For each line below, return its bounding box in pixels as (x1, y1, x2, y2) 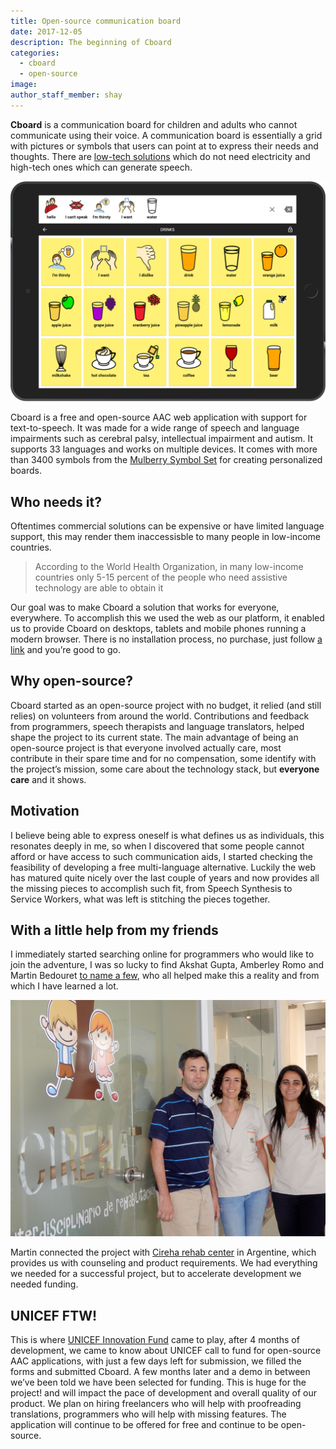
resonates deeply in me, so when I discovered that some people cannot (10, 840, 305, 852)
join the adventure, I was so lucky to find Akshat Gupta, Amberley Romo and (10, 959, 325, 971)
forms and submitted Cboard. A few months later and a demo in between (10, 1366, 311, 1378)
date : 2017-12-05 (10, 26, 83, 37)
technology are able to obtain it (34, 581, 164, 594)
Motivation (10, 803, 80, 820)
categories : (10, 48, 60, 58)
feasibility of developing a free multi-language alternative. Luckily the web (10, 861, 316, 873)
